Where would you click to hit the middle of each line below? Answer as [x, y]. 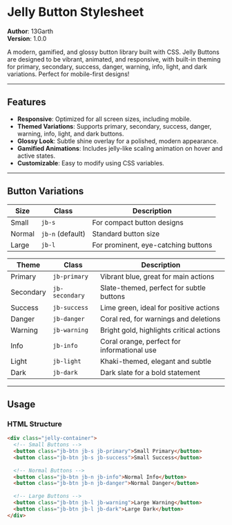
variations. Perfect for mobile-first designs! [68, 74]
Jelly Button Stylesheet [76, 12]
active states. [36, 156]
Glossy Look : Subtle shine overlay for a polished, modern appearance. [118, 141]
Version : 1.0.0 [27, 38]
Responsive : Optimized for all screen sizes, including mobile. [104, 119]
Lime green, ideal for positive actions [159, 307]
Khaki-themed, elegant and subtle [156, 361]
